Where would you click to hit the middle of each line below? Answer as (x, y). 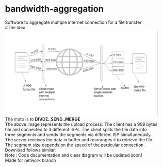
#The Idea (15, 27)
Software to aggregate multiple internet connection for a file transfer (73, 22)
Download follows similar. (31, 150)
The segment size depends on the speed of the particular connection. (75, 145)
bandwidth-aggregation (54, 9)
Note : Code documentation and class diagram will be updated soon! (73, 155)
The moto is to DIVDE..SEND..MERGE (43, 119)
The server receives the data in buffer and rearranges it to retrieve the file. (79, 139)
